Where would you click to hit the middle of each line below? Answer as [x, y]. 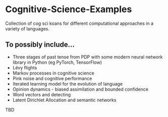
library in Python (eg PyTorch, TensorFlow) [57, 62]
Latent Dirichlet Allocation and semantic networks [64, 100]
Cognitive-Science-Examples [69, 9]
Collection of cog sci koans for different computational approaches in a [79, 23]
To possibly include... [40, 45]
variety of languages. [27, 28]
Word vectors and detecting [41, 94]
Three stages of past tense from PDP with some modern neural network [88, 57]
